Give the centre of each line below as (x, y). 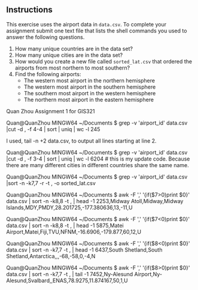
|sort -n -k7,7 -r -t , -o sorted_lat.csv (51, 183)
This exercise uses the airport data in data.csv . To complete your (86, 24)
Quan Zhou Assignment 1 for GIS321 (51, 111)
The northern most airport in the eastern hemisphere (89, 99)
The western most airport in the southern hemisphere (90, 87)
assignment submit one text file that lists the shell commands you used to (97, 31)
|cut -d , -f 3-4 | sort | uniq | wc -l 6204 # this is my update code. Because (98, 159)
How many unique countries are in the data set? (74, 49)
